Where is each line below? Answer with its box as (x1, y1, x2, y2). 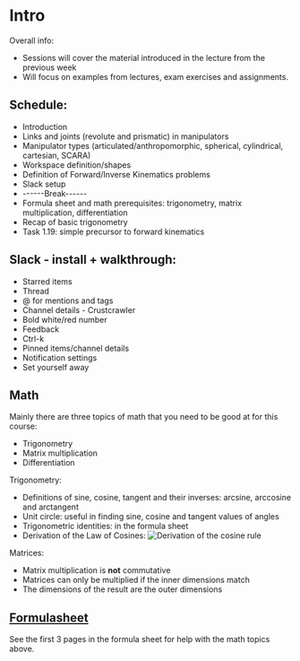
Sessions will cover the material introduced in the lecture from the (21, 52, 266, 63)
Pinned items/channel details (21, 343, 130, 353)
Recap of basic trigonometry (21, 216, 128, 227)
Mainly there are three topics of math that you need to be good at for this (9, 412, 279, 422)
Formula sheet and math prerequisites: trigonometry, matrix (21, 197, 243, 208)
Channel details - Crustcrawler (21, 304, 136, 315)
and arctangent (21, 501, 79, 512)
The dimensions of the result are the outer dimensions (21, 584, 223, 595)
